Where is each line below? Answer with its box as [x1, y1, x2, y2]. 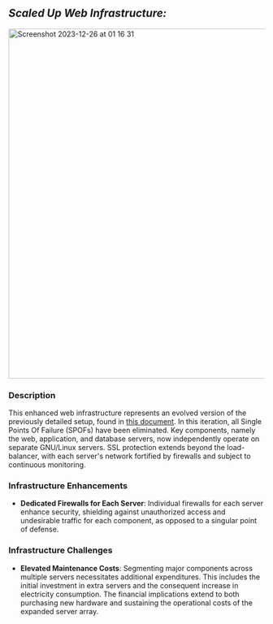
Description [8, 389, 56, 401]
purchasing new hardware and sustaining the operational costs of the [19, 597, 253, 608]
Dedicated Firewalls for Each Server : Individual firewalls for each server [19, 499, 264, 509]
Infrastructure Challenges [8, 544, 113, 556]
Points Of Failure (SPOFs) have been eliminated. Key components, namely [8, 426, 256, 435]
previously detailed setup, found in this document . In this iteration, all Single [8, 417, 262, 427]
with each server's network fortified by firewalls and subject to [41, 451, 251, 461]
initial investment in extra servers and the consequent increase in [19, 580, 239, 590]
